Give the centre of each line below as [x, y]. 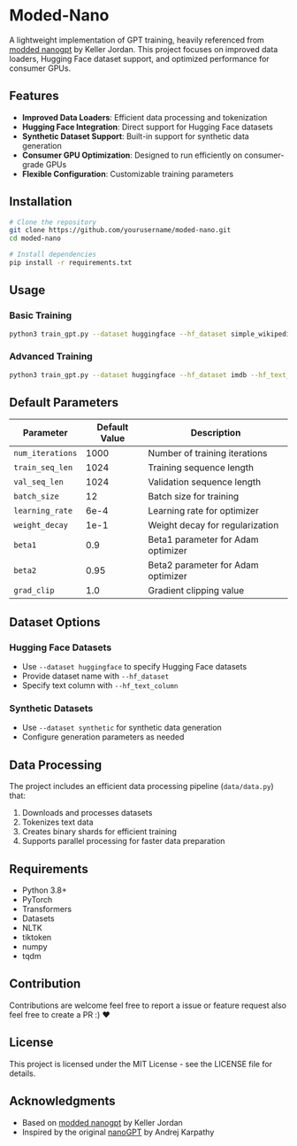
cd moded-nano [35, 239]
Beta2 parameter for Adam [203, 565]
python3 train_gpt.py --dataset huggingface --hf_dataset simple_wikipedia [152, 334]
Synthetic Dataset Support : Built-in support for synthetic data [135, 136]
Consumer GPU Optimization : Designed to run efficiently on [132, 155]
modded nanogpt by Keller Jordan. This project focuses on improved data [144, 49]
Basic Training [41, 315]
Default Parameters [64, 403]
